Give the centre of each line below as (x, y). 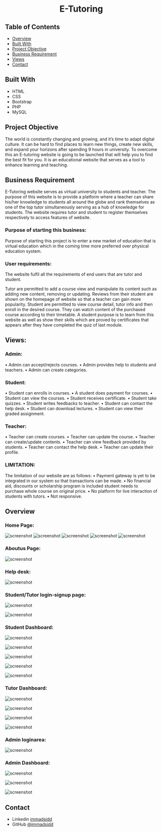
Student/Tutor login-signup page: (45, 595)
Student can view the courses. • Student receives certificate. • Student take (81, 398)
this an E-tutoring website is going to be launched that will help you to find (79, 155)
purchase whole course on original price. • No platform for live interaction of (81, 491)
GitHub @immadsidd (33, 824)
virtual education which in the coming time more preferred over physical (77, 246)
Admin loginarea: (26, 740)
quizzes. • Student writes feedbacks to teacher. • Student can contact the (79, 403)
